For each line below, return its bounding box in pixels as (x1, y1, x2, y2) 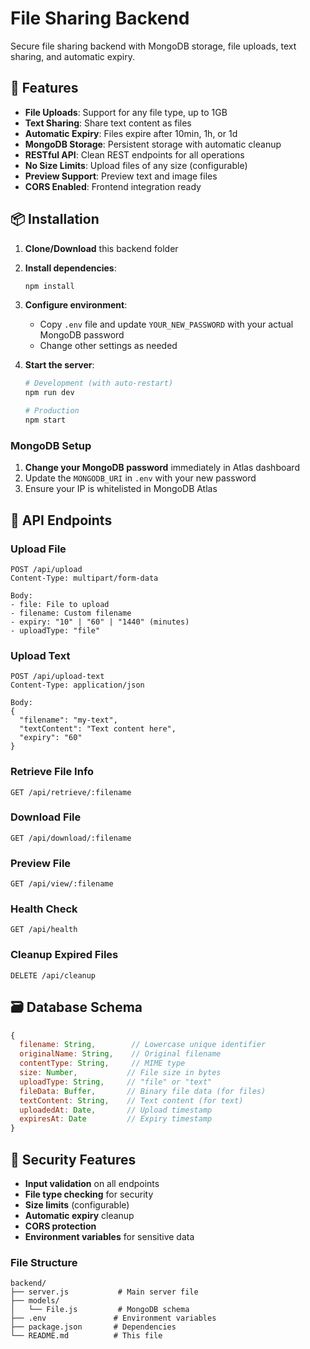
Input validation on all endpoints (24, 1177, 160, 1189)
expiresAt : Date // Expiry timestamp (19, 1114, 213, 1124)
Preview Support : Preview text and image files (24, 170, 218, 182)
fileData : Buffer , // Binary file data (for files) (19, 1086, 267, 1096)
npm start (24, 415, 67, 426)
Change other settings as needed (39, 340, 178, 352)
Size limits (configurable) (24, 1198, 130, 1211)
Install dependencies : (24, 262, 117, 274)
